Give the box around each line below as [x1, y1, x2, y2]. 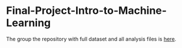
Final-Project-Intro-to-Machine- [6, 4, 167, 17]
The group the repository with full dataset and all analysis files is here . [6, 35, 177, 42]
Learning [6, 16, 51, 29]
